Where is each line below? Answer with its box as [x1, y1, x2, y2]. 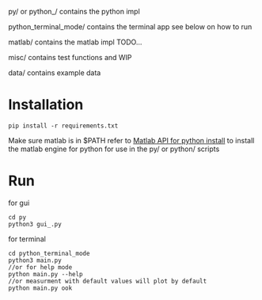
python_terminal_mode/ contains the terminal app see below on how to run [8, 22, 253, 31]
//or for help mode [8, 263, 73, 272]
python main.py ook [8, 284, 73, 292]
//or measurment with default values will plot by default [8, 277, 207, 285]
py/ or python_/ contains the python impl [8, 7, 140, 16]
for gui [8, 198, 30, 207]
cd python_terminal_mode [8, 249, 90, 257]
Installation [8, 96, 84, 114]
